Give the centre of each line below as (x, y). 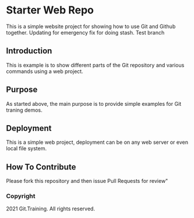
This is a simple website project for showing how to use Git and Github (91, 26)
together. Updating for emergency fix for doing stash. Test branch (85, 32)
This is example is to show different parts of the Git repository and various (95, 65)
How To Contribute (41, 167)
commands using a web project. (45, 71)
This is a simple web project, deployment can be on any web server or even (97, 142)
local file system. (26, 148)
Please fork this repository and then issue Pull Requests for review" (87, 181)
